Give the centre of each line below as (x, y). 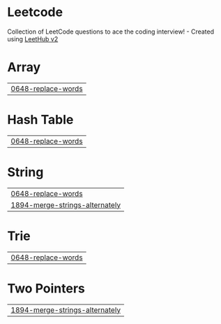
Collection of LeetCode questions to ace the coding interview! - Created (111, 31)
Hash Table (40, 120)
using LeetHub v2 (33, 38)
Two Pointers (46, 288)
